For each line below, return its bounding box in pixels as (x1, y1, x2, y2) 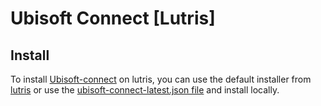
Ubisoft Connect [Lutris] (10, 7, 216, 30)
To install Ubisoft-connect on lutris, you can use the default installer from (10, 73, 312, 85)
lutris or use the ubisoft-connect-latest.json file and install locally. (10, 84, 280, 96)
